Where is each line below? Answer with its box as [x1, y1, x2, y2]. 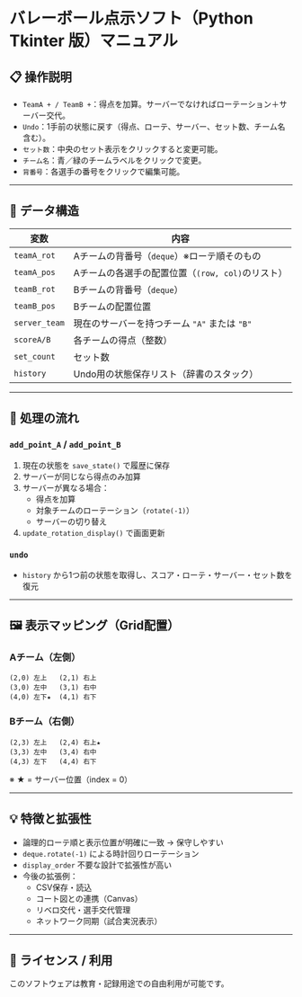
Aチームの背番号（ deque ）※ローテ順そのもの [73, 249, 262, 262]
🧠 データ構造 [9, 203, 79, 218]
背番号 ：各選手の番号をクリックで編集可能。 [22, 166, 185, 176]
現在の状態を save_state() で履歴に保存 [22, 459, 171, 470]
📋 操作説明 [9, 69, 73, 85]
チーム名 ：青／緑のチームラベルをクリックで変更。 [22, 155, 207, 165]
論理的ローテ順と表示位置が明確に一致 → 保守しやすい [22, 837, 224, 848]
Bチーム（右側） [9, 716, 80, 728]
